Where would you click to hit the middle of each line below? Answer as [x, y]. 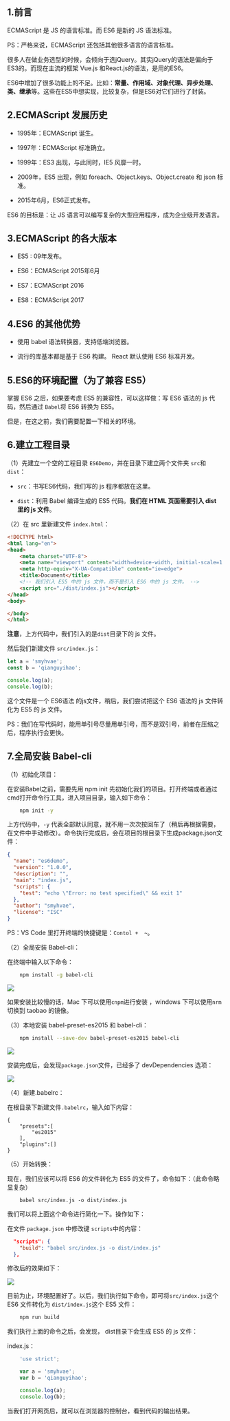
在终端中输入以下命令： [40, 962]
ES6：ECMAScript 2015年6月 [58, 271]
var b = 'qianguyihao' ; [54, 1378]
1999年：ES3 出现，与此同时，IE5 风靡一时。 [81, 162]
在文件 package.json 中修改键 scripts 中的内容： [75, 1228]
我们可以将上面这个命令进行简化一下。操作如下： [76, 1214]
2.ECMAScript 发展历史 [57, 115]
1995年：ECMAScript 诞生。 [57, 133]
